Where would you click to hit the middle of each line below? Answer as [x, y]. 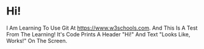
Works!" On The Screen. [37, 41]
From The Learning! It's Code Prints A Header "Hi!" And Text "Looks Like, [98, 34]
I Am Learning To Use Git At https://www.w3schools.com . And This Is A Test [102, 28]
